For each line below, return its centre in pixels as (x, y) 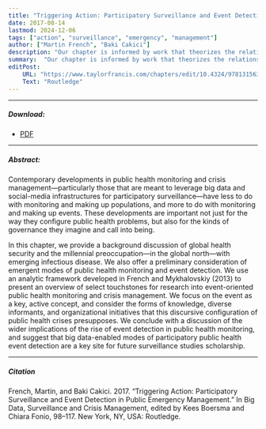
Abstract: (25, 160)
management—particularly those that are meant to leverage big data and (127, 188)
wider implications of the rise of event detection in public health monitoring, (131, 329)
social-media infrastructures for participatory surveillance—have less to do (131, 196)
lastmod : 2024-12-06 (42, 30)
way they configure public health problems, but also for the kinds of (119, 221)
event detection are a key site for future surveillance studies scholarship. (127, 346)
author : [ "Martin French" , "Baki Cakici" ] (79, 45)
